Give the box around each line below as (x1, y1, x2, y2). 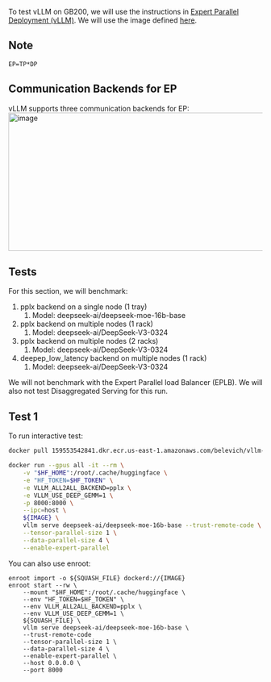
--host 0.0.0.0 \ (23, 659, 81, 667)
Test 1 (8, 409, 39, 423)
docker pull (8, 447, 48, 455)
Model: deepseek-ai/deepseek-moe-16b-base (31, 311, 186, 320)
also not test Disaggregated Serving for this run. (8, 387, 168, 396)
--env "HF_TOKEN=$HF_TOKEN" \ (23, 595, 125, 604)
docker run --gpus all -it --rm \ (8, 462, 125, 470)
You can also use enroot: (8, 559, 91, 568)
